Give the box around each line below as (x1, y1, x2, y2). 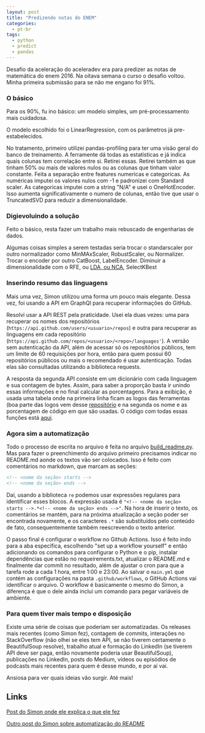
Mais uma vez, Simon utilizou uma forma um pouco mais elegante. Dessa (6, 292, 191, 300)
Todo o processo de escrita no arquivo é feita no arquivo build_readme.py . (6, 443, 194, 450)
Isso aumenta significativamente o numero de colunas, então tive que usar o (6, 190, 199, 198)
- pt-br (12, 26, 32, 32)
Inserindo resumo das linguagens (6, 279, 108, 288)
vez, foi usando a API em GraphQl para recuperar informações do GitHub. (6, 299, 192, 307)
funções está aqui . (6, 414, 53, 421)
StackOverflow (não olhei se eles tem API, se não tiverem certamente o (6, 636, 186, 643)
